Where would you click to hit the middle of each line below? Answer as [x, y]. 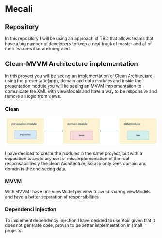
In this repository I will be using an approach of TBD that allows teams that [79, 38]
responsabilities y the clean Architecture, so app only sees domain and [76, 164]
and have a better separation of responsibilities [52, 197]
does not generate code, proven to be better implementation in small [73, 225]
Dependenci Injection [31, 209]
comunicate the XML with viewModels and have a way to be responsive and [81, 91]
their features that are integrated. [38, 49]
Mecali [19, 9]
